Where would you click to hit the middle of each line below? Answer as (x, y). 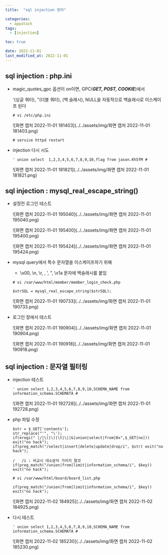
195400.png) (26, 236)
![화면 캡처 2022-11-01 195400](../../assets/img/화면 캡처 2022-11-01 (82, 230)
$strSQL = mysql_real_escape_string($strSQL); (62, 291)
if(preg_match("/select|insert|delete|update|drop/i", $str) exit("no (88, 447)
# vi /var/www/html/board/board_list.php (56, 478)
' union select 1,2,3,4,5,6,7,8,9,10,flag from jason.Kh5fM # (80, 159)
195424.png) (26, 252)
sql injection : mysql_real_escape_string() (72, 191)
